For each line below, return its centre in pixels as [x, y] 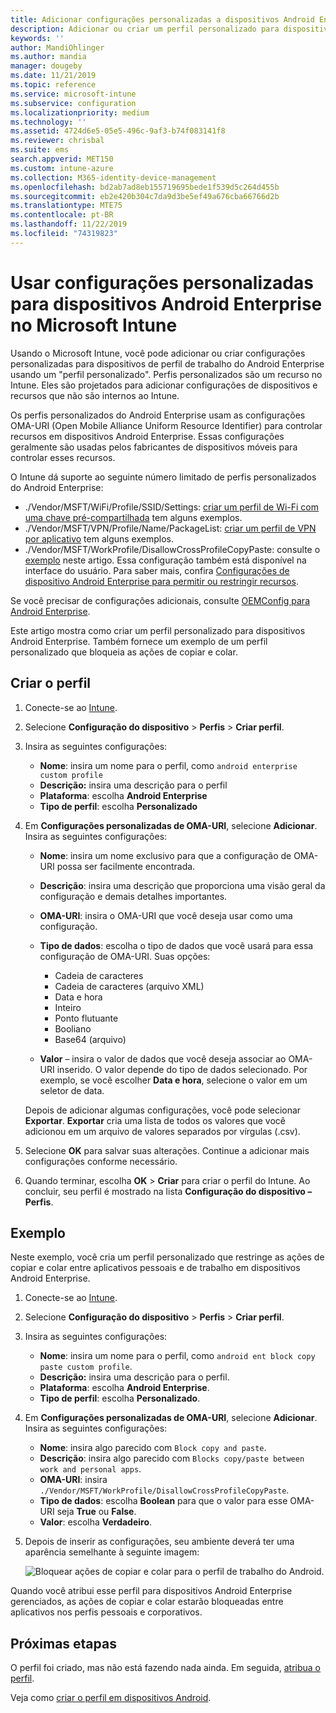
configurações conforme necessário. [101, 1161]
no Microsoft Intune [94, 325]
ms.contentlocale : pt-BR [62, 215]
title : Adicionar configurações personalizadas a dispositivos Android [162, 19]
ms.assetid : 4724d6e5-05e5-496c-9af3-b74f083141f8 [118, 131]
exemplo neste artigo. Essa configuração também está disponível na [165, 560]
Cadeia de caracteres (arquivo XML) [129, 986]
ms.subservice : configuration [73, 103]
